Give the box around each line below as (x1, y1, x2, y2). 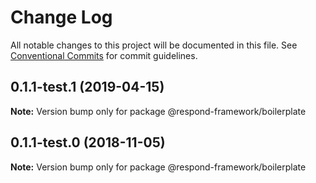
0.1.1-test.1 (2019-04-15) (10, 79, 165, 96)
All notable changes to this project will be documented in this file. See (10, 39, 298, 51)
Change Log (10, 6, 113, 29)
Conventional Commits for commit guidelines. (10, 49, 198, 61)
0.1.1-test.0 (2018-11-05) (10, 134, 166, 151)
